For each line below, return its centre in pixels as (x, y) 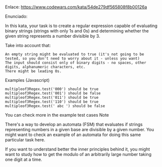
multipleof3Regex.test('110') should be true (52, 102)
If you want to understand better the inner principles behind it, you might (78, 149)
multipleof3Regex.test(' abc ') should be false (55, 106)
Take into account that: (28, 45)
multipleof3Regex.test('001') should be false (53, 93)
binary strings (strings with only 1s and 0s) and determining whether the (77, 31)
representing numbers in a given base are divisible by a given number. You (80, 129)
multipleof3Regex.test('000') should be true (52, 89)
